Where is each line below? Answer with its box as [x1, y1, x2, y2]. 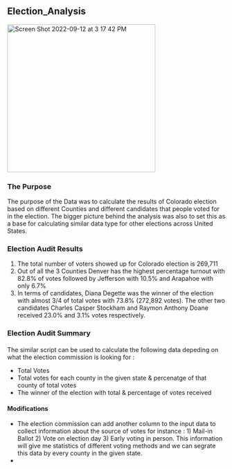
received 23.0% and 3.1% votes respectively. [17, 311, 145, 320]
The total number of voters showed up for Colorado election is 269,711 [17, 259, 218, 268]
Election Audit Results [7, 244, 83, 254]
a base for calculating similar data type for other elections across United [7, 219, 213, 228]
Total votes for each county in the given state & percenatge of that [17, 374, 207, 382]
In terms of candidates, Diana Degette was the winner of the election [17, 289, 214, 297]
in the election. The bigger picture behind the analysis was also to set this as [7, 212, 226, 221]
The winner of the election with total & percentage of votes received [17, 388, 212, 396]
